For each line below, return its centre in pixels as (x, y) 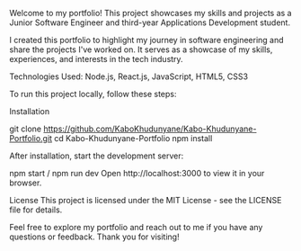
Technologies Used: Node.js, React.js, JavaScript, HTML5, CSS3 (129, 76)
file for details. (36, 210)
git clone (26, 129)
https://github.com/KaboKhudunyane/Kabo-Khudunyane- (150, 129)
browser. (26, 183)
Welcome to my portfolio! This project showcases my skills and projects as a (150, 13)
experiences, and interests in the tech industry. (96, 59)
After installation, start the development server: (97, 156)
